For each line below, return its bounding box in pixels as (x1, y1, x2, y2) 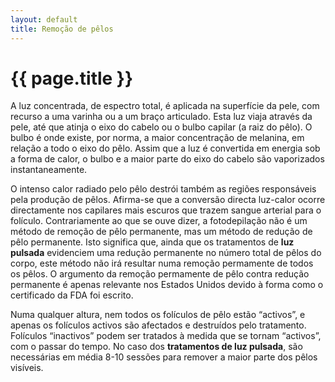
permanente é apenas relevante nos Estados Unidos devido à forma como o (10, 279, 324, 291)
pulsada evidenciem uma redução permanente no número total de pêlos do (10, 247, 322, 259)
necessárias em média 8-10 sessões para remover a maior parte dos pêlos (10, 351, 318, 363)
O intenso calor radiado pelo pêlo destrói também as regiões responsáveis (10, 183, 317, 195)
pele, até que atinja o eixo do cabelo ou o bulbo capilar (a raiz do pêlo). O (10, 121, 313, 133)
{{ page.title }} (10, 67, 134, 90)
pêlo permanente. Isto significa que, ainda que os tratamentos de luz (10, 236, 295, 248)
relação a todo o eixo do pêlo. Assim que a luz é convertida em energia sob (10, 142, 321, 155)
